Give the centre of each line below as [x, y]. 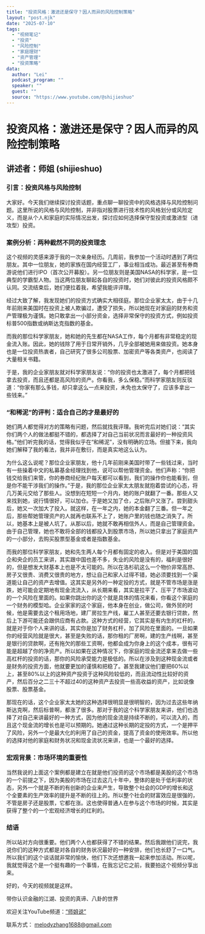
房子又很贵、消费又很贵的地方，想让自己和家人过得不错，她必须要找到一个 [99, 575]
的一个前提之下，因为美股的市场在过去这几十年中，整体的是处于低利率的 [97, 780]
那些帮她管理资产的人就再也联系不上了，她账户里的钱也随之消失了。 [102, 516]
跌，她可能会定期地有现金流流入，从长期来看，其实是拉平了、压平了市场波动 [102, 590]
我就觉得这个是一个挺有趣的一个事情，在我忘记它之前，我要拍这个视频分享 [99, 865]
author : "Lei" [30, 74]
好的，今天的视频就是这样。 [41, 885]
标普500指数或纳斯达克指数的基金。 [51, 323]
